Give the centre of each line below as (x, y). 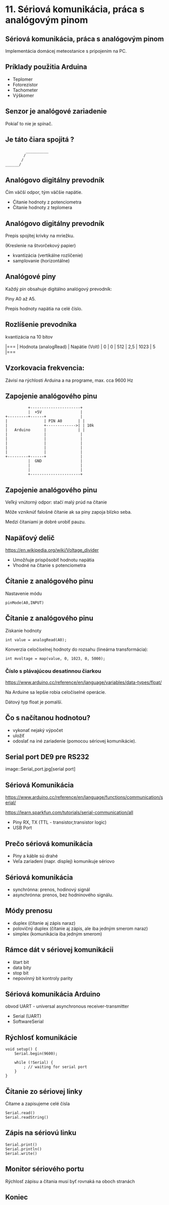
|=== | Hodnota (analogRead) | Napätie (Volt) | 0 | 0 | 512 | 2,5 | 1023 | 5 (80, 347)
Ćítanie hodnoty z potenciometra (47, 202)
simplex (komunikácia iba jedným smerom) (57, 934)
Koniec (16, 1197)
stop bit (21, 973)
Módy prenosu (29, 911)
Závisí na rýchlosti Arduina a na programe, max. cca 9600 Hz (69, 380)
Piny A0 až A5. (21, 298)
